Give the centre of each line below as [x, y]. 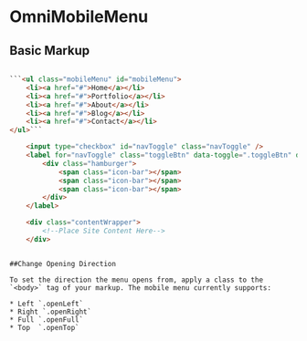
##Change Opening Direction [63, 263]
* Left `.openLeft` [47, 304]
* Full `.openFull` [47, 320]
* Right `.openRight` [51, 312]
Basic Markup [49, 51]
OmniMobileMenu [79, 17]
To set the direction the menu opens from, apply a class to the [136, 280]
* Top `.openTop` [44, 327]
